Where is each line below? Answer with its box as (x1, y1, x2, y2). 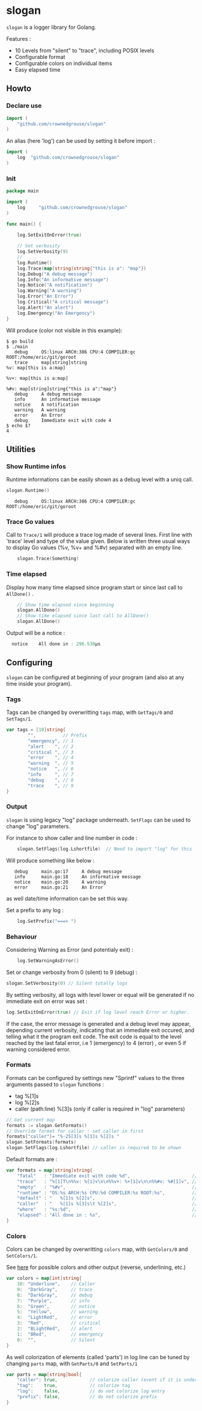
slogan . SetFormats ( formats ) (6, 1139, 77, 1146)
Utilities (6, 444, 36, 454)
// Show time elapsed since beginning (17, 601, 114, 608)
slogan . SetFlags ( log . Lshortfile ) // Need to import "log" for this (17, 846, 192, 852)
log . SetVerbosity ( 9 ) (17, 249, 69, 255)
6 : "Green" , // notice (17, 1303, 96, 1309)
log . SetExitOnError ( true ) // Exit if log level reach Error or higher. (6, 1009, 189, 1015)
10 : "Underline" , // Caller (17, 1281, 96, 1287)
